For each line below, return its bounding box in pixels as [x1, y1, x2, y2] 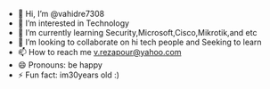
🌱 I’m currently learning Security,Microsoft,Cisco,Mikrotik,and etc [17, 28, 258, 37]
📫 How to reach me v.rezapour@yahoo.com [17, 47, 182, 57]
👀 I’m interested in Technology [17, 18, 130, 28]
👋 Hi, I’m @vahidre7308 [17, 9, 105, 19]
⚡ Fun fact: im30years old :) [17, 69, 120, 80]
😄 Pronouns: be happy [17, 60, 102, 70]
